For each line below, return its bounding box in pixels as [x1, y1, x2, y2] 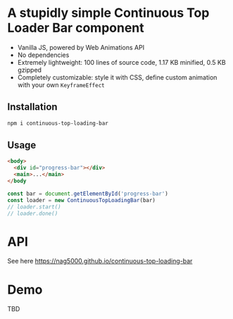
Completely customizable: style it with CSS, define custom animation [17, 73, 218, 82]
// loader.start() [7, 203, 61, 211]
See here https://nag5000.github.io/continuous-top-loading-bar [7, 257, 193, 265]
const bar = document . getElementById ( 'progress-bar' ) [7, 190, 169, 197]
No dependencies [17, 51, 70, 59]
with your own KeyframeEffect [17, 80, 105, 89]
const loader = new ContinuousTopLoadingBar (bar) [7, 196, 156, 204]
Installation [7, 101, 58, 113]
